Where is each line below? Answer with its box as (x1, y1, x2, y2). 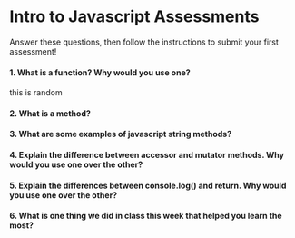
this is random (9, 87, 63, 98)
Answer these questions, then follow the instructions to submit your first (9, 36, 280, 47)
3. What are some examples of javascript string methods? (9, 129, 232, 140)
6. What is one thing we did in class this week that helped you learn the (9, 211, 283, 222)
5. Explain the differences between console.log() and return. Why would (9, 180, 287, 191)
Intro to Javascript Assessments (9, 6, 260, 27)
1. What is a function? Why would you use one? (9, 66, 191, 78)
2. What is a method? (9, 107, 91, 119)
